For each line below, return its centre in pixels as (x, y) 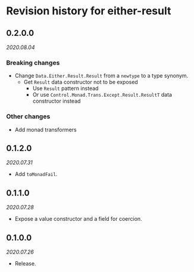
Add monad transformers (46, 129)
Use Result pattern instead (65, 88)
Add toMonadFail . (36, 174)
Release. (25, 264)
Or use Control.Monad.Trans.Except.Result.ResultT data (102, 95)
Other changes (28, 116)
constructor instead (57, 101)
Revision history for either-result (89, 11)
